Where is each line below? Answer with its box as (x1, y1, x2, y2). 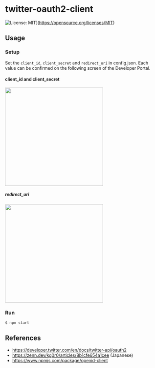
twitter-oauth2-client (5, 3, 93, 15)
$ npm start (5, 320, 29, 325)
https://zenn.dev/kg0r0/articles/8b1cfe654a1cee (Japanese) (12, 352, 133, 358)
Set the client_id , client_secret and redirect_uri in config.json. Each (5, 60, 148, 66)
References (5, 334, 41, 342)
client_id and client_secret (5, 76, 60, 82)
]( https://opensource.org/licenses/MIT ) (36, 20, 115, 26)
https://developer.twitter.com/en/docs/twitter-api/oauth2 (12, 347, 127, 353)
